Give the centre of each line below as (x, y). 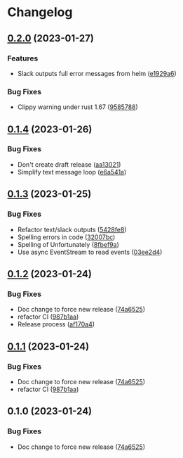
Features (23, 58)
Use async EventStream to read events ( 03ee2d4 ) (90, 252)
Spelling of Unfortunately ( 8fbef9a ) (68, 244)
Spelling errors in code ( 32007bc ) (66, 237)
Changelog (40, 12)
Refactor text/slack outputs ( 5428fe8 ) (72, 229)
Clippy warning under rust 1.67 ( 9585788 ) (77, 107)
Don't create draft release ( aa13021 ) (69, 164)
